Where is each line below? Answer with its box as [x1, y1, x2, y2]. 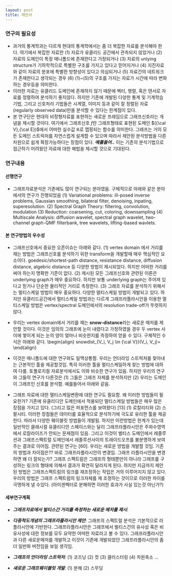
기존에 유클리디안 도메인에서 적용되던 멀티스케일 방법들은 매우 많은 [29, 398, 162, 405]
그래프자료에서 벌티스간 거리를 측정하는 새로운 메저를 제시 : [12, 507, 128, 513]
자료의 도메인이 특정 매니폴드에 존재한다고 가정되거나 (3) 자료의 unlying [12, 55, 157, 62]
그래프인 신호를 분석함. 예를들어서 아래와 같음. [18, 381, 110, 387]
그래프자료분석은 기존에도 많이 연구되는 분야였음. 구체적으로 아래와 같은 [12, 185, 156, 191]
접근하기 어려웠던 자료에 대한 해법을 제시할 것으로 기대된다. [12, 145, 131, 151]
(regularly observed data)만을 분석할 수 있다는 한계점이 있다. [12, 107, 137, 113]
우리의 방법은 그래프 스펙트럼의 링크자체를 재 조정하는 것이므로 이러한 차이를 [12, 475, 165, 482]
